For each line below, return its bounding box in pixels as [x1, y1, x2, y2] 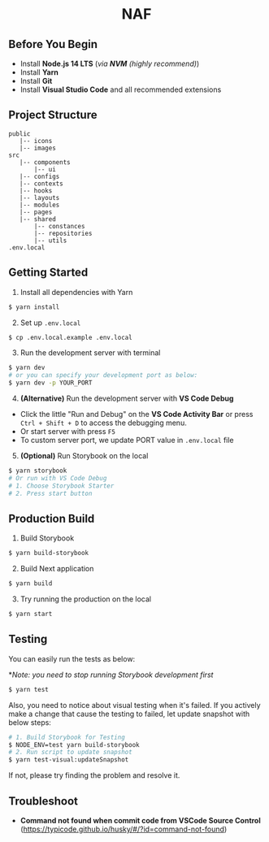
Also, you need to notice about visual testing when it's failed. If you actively [8, 700, 262, 710]
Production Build [8, 511, 95, 525]
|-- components [19, 158, 71, 167]
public [8, 129, 31, 138]
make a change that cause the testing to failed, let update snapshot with [8, 709, 250, 718]
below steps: [8, 717, 51, 727]
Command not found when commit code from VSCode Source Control [20, 815, 262, 825]
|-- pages [19, 208, 53, 216]
